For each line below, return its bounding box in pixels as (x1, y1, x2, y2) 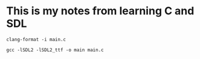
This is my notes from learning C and (6, 4, 195, 18)
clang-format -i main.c (6, 36, 66, 42)
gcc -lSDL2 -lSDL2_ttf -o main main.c (6, 46, 104, 53)
